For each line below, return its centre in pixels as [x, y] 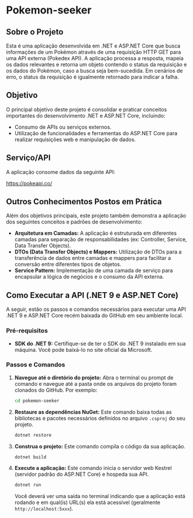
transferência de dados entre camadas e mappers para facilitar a [93, 258]
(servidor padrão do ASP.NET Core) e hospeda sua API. [82, 474]
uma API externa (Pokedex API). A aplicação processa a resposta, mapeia [95, 58]
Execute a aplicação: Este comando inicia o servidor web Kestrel [93, 468]
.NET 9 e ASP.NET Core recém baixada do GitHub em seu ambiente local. [94, 315]
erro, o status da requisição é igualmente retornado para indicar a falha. [93, 77]
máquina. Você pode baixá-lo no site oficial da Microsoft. [83, 349]
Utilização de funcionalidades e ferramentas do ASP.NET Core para [96, 133]
